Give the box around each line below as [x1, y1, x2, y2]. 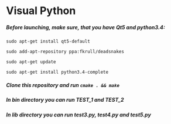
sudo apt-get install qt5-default [6, 39, 91, 44]
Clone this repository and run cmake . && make [6, 81, 120, 88]
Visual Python [6, 4, 76, 18]
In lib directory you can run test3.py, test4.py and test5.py [6, 111, 151, 118]
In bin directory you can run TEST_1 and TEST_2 [6, 97, 124, 104]
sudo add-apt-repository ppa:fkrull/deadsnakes [6, 49, 125, 55]
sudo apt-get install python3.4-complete [6, 69, 109, 75]
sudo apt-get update [6, 59, 57, 65]
